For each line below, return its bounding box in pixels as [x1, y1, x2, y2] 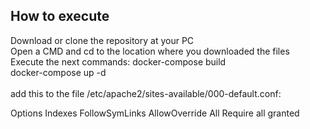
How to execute [10, 8, 110, 25]
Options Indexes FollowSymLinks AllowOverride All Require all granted [10, 107, 300, 119]
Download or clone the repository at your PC [10, 34, 195, 46]
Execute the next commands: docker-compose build [10, 55, 227, 68]
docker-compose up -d [10, 66, 107, 78]
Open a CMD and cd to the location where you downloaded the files [10, 45, 290, 57]
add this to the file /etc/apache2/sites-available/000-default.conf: [10, 87, 282, 99]
